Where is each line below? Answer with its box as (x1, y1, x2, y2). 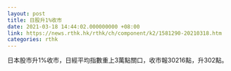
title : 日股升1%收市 (7, 17, 62, 24)
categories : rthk (7, 36, 58, 43)
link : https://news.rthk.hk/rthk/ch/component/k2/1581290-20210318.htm (7, 29, 222, 37)
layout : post (7, 10, 46, 17)
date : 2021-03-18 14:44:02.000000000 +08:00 (7, 23, 140, 30)
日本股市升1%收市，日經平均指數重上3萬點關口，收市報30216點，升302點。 (7, 56, 228, 65)
